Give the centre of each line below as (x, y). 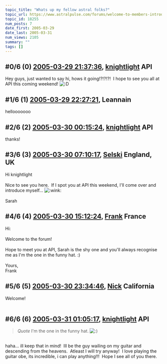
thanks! (13, 139)
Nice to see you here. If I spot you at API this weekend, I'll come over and (81, 185)
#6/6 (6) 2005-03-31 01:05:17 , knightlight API (77, 319)
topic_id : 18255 (22, 19)
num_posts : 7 (19, 24)
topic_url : (16, 14)
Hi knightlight (19, 174)
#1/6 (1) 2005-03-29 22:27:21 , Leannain (68, 100)
